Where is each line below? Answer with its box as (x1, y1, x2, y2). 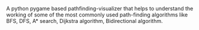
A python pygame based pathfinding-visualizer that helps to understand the (6, 5, 194, 12)
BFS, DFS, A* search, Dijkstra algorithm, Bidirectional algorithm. (6, 18, 163, 24)
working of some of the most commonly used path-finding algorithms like (6, 11, 188, 18)
